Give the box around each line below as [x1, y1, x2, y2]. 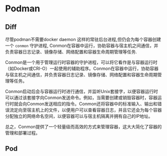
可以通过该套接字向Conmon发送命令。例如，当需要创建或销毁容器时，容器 [5, 95, 158, 101]
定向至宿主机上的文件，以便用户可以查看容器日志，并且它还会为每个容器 [13, 107, 162, 113]
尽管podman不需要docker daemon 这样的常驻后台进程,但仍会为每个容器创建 [5, 37, 162, 42]
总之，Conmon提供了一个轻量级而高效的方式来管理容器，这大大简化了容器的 [5, 124, 162, 129]
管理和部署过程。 [5, 130, 40, 136]
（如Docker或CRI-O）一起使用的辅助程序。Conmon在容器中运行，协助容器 [5, 65, 159, 71]
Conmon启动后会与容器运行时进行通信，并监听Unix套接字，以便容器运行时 [5, 89, 158, 94]
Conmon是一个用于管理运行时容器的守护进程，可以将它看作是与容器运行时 [5, 59, 158, 65]
